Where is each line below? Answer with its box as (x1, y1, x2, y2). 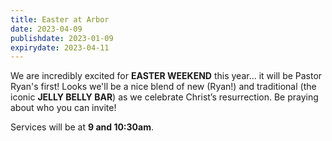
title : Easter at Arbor (10, 14, 110, 25)
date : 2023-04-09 (10, 24, 83, 34)
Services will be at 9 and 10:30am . (10, 121, 154, 133)
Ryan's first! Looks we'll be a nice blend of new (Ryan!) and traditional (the (10, 81, 317, 93)
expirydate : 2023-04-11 (10, 42, 110, 53)
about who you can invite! (10, 102, 117, 114)
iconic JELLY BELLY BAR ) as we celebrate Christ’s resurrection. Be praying (10, 91, 319, 103)
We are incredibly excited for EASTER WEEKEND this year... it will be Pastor (10, 70, 323, 82)
